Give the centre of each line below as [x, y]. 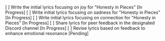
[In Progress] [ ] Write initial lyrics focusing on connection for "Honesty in [81, 18]
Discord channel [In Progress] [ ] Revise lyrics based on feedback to [75, 28]
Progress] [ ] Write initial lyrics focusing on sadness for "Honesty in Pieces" [83, 12]
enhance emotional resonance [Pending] [47, 33]
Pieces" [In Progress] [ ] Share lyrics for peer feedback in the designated [80, 23]
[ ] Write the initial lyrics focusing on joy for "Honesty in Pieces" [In [74, 7]
